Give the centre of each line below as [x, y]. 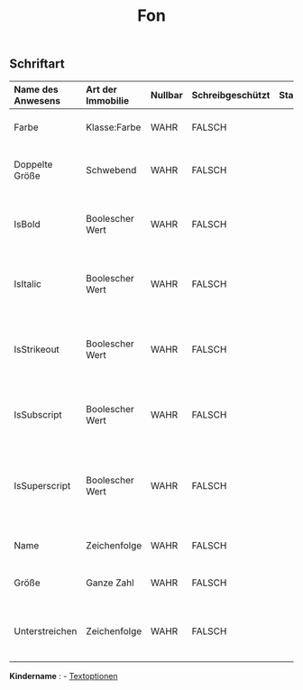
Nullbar [166, 95]
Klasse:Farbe [113, 127]
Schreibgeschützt [231, 95]
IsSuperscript [42, 485]
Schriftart [37, 64]
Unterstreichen [46, 630]
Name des [36, 89]
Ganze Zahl [110, 583]
